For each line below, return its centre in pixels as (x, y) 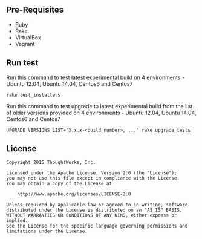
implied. (17, 221)
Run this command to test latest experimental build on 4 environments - (96, 77)
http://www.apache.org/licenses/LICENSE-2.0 (74, 194)
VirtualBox (28, 37)
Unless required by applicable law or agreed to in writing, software (97, 205)
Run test (22, 63)
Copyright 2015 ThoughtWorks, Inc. (51, 163)
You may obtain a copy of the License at (59, 184)
